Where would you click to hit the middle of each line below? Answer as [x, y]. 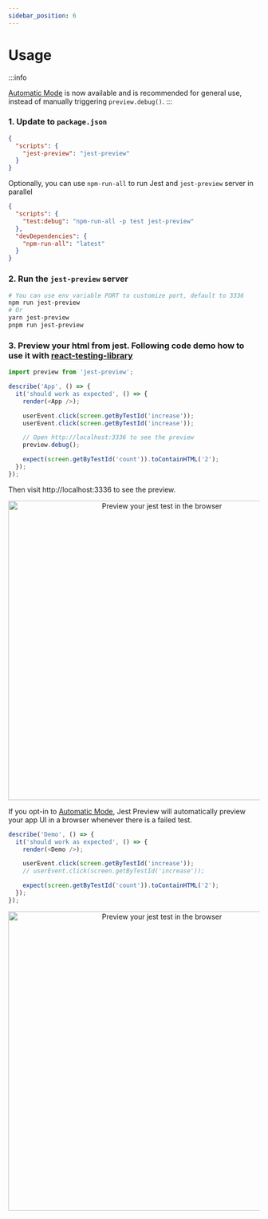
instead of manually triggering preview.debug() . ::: [91, 101]
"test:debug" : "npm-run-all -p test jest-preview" [108, 221]
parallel [21, 192]
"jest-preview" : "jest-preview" [76, 153]
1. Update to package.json [58, 122]
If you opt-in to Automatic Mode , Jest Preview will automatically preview [127, 811]
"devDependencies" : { [51, 236]
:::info [18, 77]
